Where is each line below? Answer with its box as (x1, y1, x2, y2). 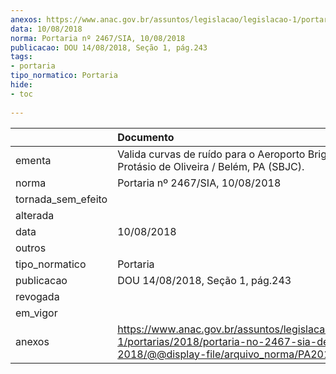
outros (15, 241, 47, 255)
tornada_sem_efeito (15, 192, 108, 206)
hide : (10, 80, 33, 90)
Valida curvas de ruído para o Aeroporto (117, 147, 306, 161)
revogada (15, 289, 60, 303)
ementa (15, 153, 52, 167)
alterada (15, 208, 55, 222)
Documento (117, 130, 175, 144)
